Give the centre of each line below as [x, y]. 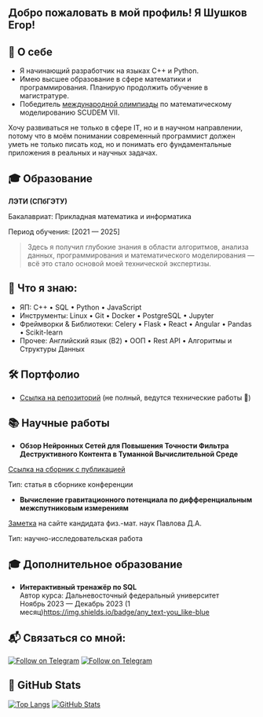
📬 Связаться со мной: [67, 638]
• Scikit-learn [41, 332]
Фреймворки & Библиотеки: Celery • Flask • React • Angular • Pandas [136, 324]
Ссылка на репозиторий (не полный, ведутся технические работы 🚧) [135, 397]
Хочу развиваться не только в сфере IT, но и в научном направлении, [126, 128]
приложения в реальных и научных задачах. [83, 153]
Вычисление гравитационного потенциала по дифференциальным [136, 500]
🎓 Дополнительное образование [95, 564]
